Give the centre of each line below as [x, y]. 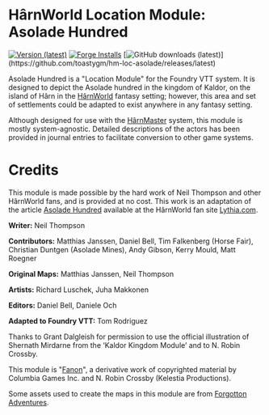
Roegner [23, 258]
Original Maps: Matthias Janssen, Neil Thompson [91, 273]
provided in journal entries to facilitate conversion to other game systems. [131, 137]
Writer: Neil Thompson [47, 225]
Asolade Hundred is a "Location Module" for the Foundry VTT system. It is [132, 78]
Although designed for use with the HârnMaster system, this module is [126, 120]
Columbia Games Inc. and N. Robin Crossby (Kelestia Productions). [120, 378]
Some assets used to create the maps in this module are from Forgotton [128, 393]
